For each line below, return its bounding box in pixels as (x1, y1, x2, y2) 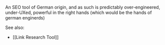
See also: (5, 24, 25, 30)
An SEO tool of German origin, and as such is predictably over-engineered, (5, 4, 160, 10)
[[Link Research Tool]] (12, 34, 59, 40)
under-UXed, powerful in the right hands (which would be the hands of (5, 9, 152, 15)
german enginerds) (5, 15, 45, 20)
